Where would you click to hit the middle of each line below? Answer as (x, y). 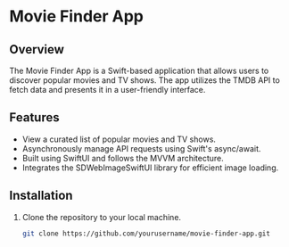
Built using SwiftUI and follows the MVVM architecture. (123, 158)
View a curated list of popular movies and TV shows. (119, 139)
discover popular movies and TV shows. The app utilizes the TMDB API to (145, 80)
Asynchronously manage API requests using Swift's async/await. (141, 148)
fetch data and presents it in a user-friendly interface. (107, 90)
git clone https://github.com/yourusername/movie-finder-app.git (146, 234)
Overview (37, 49)
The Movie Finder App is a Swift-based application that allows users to (139, 70)
